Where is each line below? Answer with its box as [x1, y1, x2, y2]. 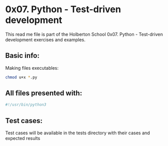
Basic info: [5, 51, 40, 60]
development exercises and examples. [5, 37, 86, 43]
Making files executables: [5, 65, 59, 71]
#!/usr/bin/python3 [5, 102, 47, 107]
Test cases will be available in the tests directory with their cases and [5, 130, 150, 136]
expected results [5, 135, 41, 141]
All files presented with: [5, 89, 82, 98]
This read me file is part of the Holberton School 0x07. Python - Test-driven [5, 31, 163, 37]
